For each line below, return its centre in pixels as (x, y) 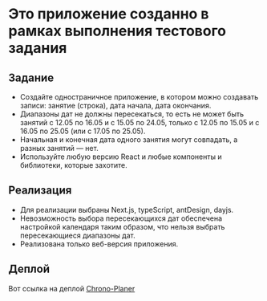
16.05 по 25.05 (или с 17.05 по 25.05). (83, 131)
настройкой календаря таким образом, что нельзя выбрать (122, 226)
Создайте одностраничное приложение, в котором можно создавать (139, 97)
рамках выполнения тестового (117, 31)
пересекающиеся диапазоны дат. (77, 235)
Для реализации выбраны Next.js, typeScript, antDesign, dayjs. (127, 209)
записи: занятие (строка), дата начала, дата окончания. (115, 106)
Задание (31, 77)
